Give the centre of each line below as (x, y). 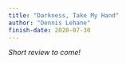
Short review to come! (45, 53)
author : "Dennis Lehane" (49, 23)
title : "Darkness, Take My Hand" (64, 15)
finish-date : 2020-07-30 (49, 30)
